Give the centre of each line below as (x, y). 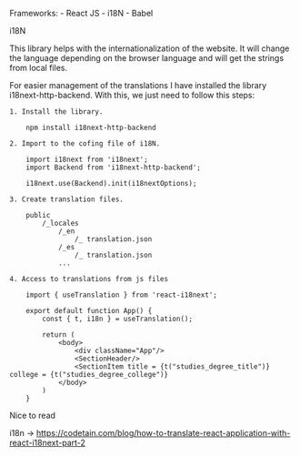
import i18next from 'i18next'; (87, 159)
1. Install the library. (56, 112)
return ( (59, 335)
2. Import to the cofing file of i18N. (85, 144)
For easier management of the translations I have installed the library (138, 85)
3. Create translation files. (67, 199)
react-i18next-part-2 (48, 442)
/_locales (60, 223)
